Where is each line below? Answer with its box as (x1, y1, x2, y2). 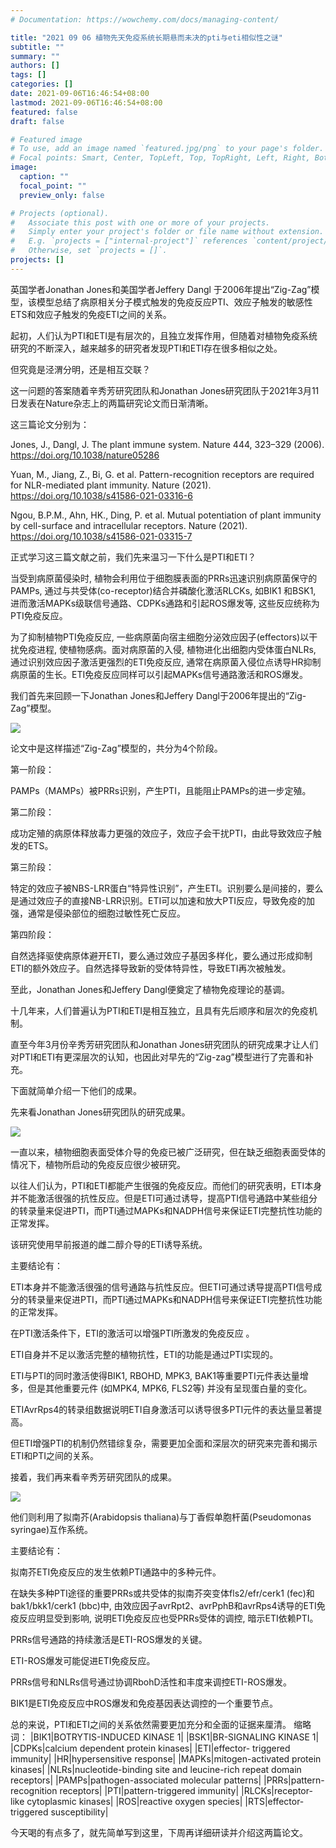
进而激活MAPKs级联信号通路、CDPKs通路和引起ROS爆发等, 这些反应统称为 (10, 597, 320, 609)
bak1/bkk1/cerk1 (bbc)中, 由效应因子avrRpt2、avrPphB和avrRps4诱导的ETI (10, 1599, 317, 1611)
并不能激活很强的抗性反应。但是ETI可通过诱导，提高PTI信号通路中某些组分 (10, 1192, 318, 1204)
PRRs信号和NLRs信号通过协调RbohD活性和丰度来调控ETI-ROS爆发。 (10, 1676, 292, 1688)
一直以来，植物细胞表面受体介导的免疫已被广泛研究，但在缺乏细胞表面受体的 (10, 1146, 326, 1158)
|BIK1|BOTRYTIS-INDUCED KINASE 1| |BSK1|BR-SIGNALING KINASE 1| (29, 1731, 320, 1743)
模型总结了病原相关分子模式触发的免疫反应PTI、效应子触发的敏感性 (36, 296, 313, 308)
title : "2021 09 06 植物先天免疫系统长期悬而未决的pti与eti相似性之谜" (10, 32, 283, 43)
